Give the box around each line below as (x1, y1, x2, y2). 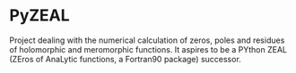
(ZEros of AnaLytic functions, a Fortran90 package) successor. (9, 53, 242, 64)
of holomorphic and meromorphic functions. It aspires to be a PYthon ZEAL (9, 44, 288, 54)
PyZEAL (9, 5, 70, 26)
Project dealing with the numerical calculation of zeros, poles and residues (9, 35, 285, 45)
